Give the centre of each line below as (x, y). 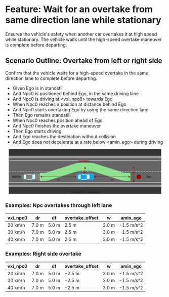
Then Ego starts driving (37, 131)
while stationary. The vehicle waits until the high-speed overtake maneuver (83, 39)
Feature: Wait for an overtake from (79, 9)
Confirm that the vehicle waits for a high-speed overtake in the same (77, 73)
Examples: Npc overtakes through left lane (59, 205)
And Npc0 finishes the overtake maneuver (57, 125)
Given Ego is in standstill (38, 88)
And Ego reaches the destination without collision (64, 136)
